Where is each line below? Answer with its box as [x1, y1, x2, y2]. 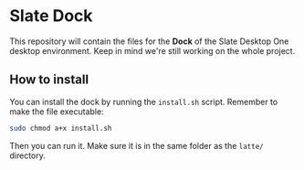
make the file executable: [9, 106, 104, 117]
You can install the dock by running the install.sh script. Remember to [9, 96, 278, 107]
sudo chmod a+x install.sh [9, 123, 112, 133]
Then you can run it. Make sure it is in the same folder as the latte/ [9, 140, 264, 151]
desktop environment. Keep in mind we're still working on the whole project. [9, 45, 296, 56]
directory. [9, 150, 46, 161]
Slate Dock [9, 5, 93, 27]
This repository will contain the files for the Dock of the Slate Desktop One [9, 36, 289, 47]
